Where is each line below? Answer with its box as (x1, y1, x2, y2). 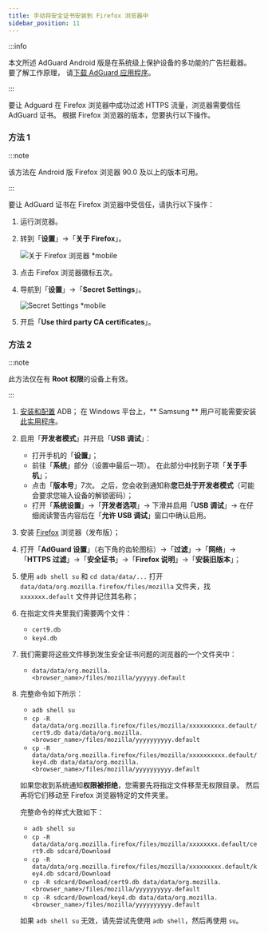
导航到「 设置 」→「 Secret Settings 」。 (19, 285, 146, 294)
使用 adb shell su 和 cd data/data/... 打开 (19, 572, 164, 581)
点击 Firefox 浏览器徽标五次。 (19, 267, 117, 277)
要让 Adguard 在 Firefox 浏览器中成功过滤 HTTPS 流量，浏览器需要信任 (8, 100, 241, 110)
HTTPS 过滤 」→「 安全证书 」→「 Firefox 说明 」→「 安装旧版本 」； (26, 555, 242, 564)
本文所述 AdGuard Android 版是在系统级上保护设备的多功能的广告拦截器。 (8, 58, 251, 67)
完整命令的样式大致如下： (19, 807, 104, 817)
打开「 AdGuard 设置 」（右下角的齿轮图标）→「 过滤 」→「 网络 (19, 544, 223, 554)
